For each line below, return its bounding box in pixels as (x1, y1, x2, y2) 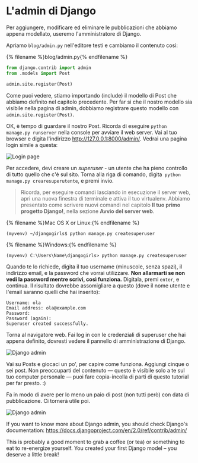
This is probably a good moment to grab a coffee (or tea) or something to (6, 438, 185, 445)
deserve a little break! (6, 451, 59, 458)
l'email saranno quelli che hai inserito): (6, 288, 100, 295)
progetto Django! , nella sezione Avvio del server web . (20, 207, 155, 215)
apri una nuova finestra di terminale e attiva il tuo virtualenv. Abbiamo (20, 195, 190, 202)
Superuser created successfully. (6, 320, 89, 327)
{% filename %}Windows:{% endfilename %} (6, 241, 117, 248)
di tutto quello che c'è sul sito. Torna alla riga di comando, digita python (6, 171, 181, 178)
